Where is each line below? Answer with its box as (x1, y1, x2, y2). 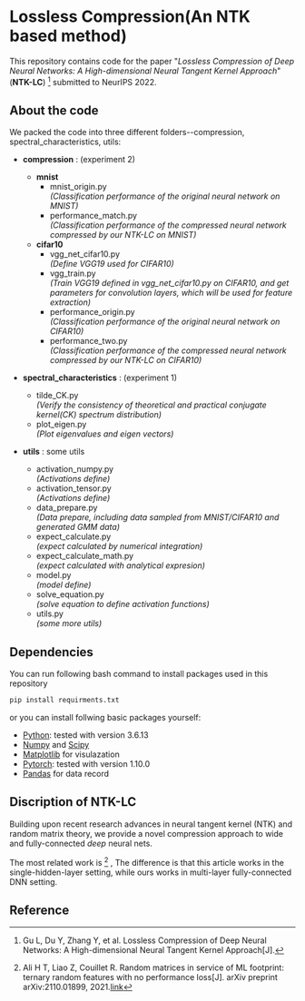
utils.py (35, 608, 64, 619)
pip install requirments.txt (9, 696, 120, 705)
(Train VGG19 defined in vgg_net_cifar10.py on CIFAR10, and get (49, 278, 290, 289)
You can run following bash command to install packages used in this (9, 669, 269, 680)
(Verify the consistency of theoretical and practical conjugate (35, 399, 268, 410)
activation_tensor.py (35, 483, 112, 494)
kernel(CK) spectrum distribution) (35, 409, 162, 420)
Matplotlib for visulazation (22, 749, 120, 760)
